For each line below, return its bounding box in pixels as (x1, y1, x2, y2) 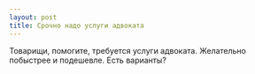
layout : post (9, 12, 58, 22)
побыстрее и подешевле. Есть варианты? (9, 55, 166, 65)
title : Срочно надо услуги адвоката (9, 21, 144, 30)
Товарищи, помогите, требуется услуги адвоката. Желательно (9, 45, 246, 55)
